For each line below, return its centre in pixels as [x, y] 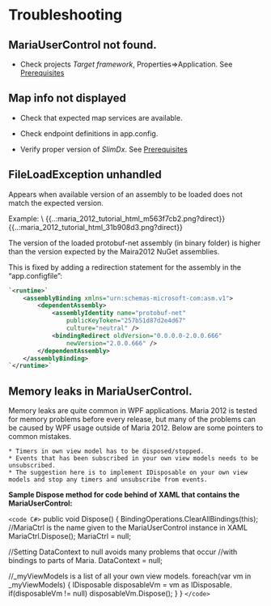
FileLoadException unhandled [85, 175]
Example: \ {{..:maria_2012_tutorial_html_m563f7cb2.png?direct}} [117, 218]
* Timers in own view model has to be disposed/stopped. [106, 451]
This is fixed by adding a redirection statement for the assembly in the [125, 267]
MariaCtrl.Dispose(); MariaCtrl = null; [70, 536]
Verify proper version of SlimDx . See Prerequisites [104, 149]
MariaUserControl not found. [83, 45]
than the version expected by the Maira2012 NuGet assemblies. [114, 251]
